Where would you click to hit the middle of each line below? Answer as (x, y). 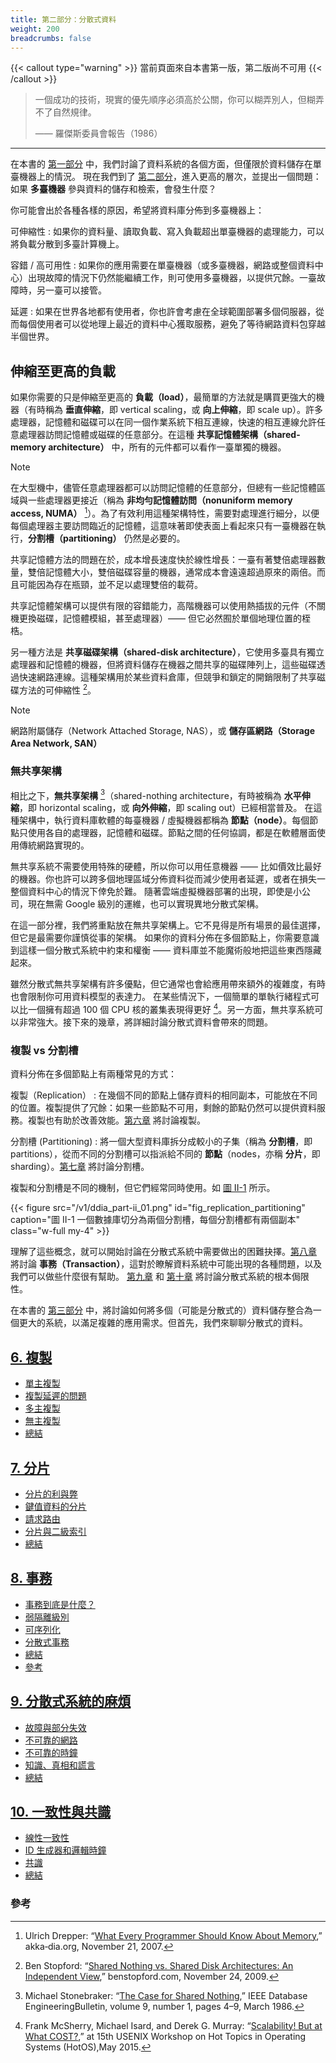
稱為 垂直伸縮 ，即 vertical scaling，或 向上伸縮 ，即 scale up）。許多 (184, 410)
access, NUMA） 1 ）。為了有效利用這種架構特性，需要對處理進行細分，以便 (165, 512)
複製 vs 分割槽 (44, 1051)
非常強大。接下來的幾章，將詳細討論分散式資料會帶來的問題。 (145, 1022)
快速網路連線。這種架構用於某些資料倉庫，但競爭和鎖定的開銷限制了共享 (167, 677)
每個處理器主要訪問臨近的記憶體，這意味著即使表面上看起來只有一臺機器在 (163, 525)
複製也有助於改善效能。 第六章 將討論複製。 (116, 1120)
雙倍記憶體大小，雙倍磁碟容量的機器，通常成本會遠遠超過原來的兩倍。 (172, 572)
